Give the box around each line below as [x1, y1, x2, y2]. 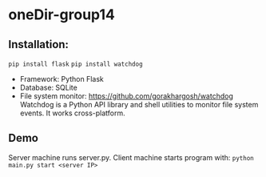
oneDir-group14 [8, 6, 116, 24]
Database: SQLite [19, 82, 77, 92]
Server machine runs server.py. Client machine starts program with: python [8, 152, 254, 162]
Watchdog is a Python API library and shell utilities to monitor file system [19, 100, 259, 109]
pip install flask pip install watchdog [8, 60, 143, 68]
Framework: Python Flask [19, 74, 104, 83]
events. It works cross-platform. [19, 108, 125, 118]
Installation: [8, 38, 69, 51]
